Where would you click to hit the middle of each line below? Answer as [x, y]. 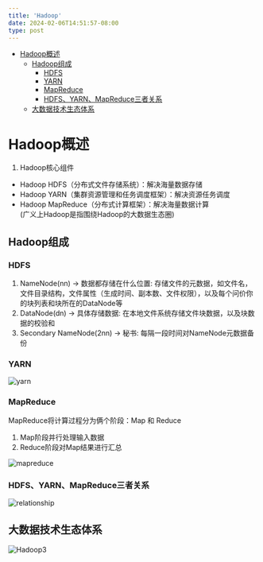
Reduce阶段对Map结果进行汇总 [71, 447]
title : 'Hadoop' [35, 16]
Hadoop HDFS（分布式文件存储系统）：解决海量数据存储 [111, 184]
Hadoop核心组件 [46, 168]
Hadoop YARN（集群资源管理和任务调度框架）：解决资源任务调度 [125, 195]
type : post [26, 30]
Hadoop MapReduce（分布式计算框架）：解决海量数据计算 [114, 204]
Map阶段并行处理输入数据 [62, 437]
